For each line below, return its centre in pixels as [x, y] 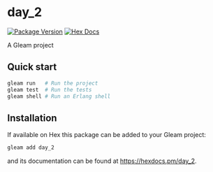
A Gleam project [30, 45]
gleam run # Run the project [53, 83]
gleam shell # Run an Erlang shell [59, 96]
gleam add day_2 [31, 148]
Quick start [32, 67]
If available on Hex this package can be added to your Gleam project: [106, 135]
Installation [32, 118]
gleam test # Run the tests [50, 89]
